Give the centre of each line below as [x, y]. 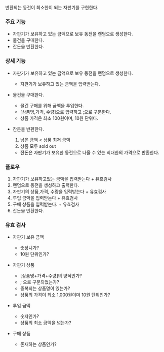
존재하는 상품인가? [38, 344]
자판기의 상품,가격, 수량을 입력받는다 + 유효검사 [59, 191]
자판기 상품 [24, 265]
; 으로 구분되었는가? [39, 282]
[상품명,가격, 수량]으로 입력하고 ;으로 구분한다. [66, 112]
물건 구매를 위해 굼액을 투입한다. [52, 105]
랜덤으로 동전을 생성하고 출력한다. [46, 185]
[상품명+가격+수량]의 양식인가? [51, 276]
